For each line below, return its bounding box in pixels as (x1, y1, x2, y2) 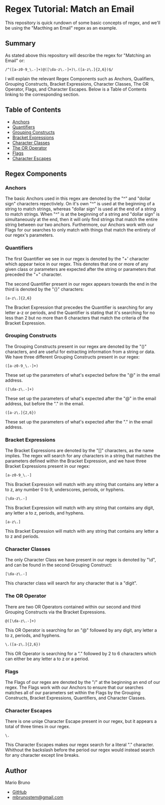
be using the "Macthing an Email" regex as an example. (5, 25, 117, 31)
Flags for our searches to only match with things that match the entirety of (5, 227, 156, 233)
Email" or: (5, 58, 25, 64)
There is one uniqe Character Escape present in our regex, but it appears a (5, 718, 157, 724)
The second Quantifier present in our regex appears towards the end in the (5, 281, 158, 287)
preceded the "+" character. (5, 271, 63, 277)
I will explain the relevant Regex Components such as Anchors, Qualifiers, (5, 75, 155, 82)
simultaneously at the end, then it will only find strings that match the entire (5, 217, 158, 223)
